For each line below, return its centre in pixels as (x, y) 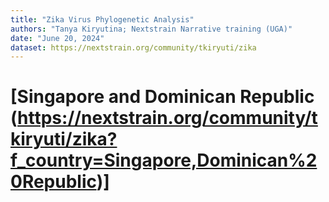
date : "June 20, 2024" (57, 38)
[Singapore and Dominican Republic (162, 97)
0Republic (53, 182)
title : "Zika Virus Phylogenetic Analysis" (102, 19)
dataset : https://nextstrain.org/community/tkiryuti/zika (133, 47)
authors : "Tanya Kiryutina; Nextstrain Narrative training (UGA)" (151, 29)
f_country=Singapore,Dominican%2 (164, 160)
